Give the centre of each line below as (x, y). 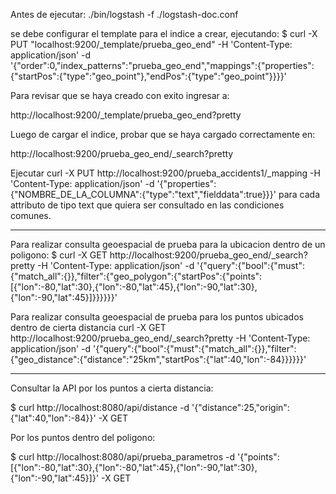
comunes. (31, 215)
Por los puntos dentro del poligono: (83, 437)
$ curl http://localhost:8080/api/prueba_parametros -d (123, 457)
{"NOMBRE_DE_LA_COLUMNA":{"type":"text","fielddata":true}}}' (143, 194)
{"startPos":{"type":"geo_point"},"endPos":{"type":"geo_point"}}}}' (148, 76)
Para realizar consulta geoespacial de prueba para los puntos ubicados (157, 317)
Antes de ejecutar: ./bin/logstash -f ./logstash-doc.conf (124, 14)
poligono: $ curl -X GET (59, 255)
